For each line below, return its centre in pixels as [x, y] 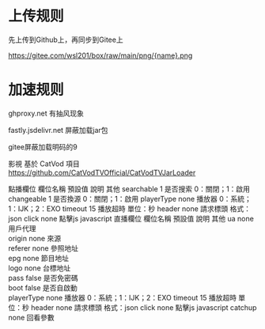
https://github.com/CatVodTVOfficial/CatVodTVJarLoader [102, 172]
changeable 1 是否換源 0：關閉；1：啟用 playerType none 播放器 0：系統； [130, 199]
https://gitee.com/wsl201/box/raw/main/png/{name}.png [100, 55]
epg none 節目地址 [39, 258]
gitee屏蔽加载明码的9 [43, 146]
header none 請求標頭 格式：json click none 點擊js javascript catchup [144, 307]
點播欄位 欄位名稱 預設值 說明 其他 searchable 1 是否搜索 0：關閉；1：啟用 [129, 189]
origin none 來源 [35, 238]
